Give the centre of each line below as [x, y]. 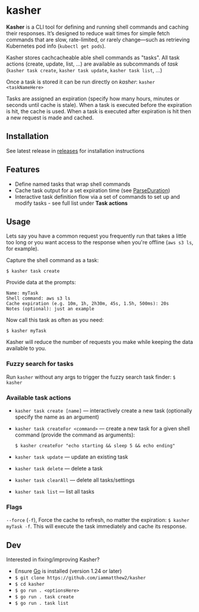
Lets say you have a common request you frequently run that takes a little [96, 236]
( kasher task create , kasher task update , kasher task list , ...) [84, 70]
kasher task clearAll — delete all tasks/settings [75, 480]
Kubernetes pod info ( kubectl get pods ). [56, 46]
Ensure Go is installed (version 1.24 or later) [68, 571]
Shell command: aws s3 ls [38, 299]
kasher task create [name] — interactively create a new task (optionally [103, 410]
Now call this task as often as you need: [55, 320]
